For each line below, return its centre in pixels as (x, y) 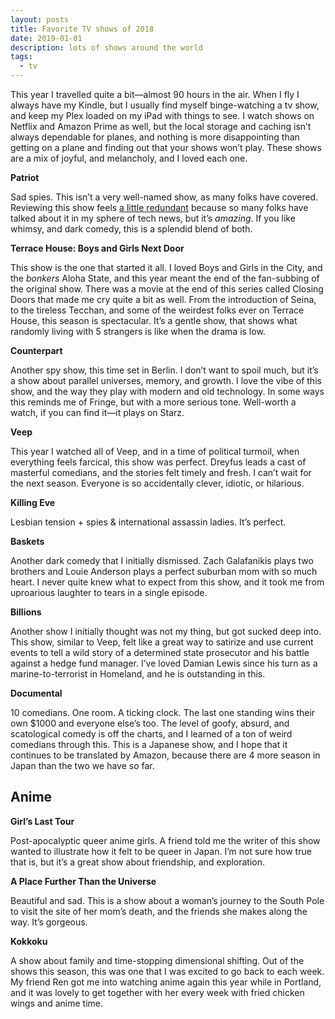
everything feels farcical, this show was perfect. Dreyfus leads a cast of (158, 462)
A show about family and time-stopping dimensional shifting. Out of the (157, 960)
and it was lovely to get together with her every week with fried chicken (157, 992)
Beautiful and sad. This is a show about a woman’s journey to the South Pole (167, 900)
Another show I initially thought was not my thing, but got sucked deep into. (166, 631)
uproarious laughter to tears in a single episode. (109, 592)
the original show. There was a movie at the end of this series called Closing (167, 289)
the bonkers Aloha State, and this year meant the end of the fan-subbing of (165, 278)
